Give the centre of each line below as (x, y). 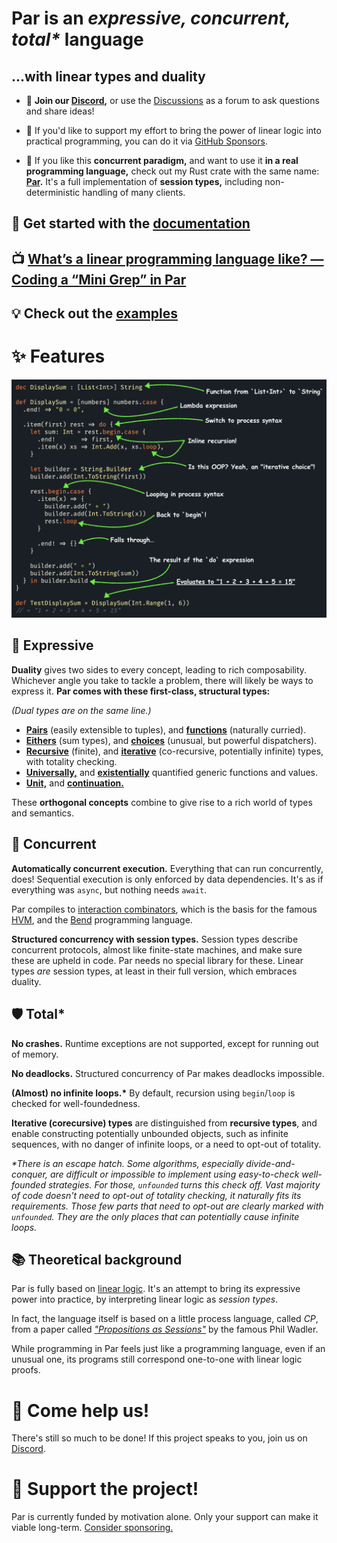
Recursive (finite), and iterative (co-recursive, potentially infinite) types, (174, 751)
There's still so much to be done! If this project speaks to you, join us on (159, 1438)
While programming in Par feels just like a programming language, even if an (168, 1349)
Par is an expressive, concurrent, (151, 18)
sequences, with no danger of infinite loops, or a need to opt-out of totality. (166, 1144)
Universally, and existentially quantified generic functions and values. (171, 772)
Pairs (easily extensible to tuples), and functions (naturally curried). (166, 729)
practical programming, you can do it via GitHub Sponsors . (146, 141)
